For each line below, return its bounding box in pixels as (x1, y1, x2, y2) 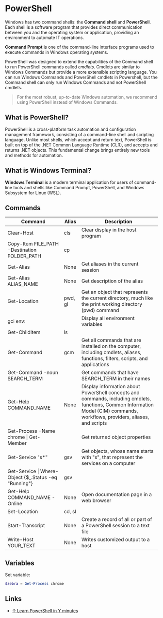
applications (81, 361, 110, 368)
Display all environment (81, 315, 135, 322)
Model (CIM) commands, (81, 408, 138, 415)
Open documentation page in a (81, 491, 152, 498)
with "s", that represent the (81, 454, 143, 461)
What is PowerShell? (5, 113, 69, 122)
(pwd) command (81, 307, 119, 314)
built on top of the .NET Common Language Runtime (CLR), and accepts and (5, 142, 158, 148)
